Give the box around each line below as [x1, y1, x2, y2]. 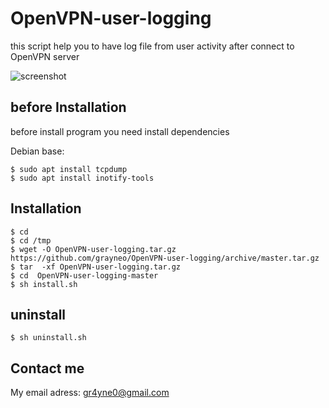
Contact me [10, 360, 85, 377]
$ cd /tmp [10, 235, 52, 246]
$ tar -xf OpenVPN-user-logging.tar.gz [10, 262, 182, 272]
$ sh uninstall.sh [10, 333, 87, 343]
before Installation [10, 99, 127, 116]
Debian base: [10, 145, 65, 157]
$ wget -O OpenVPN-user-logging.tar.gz [10, 244, 177, 254]
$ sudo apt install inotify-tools [10, 173, 155, 183]
